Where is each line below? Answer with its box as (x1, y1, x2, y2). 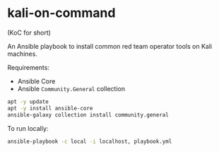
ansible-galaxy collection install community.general (7, 111, 170, 118)
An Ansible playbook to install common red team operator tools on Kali (7, 42, 213, 50)
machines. (7, 49, 37, 58)
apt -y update (7, 98, 49, 105)
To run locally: (7, 124, 49, 132)
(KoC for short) (7, 28, 52, 37)
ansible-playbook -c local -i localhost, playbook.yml (7, 138, 172, 145)
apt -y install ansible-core (7, 105, 93, 112)
